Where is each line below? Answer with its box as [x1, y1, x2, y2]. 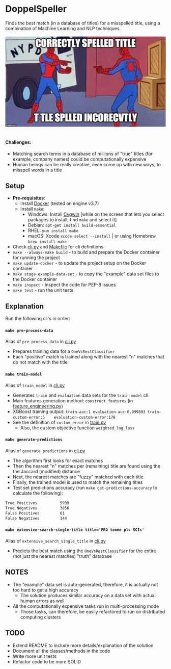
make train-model [5, 372, 42, 377]
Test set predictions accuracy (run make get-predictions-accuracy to [12, 484, 158, 491]
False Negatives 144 [5, 516, 67, 521]
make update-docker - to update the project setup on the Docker [12, 260, 147, 266]
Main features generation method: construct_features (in [12, 397, 133, 403]
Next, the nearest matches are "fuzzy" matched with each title [12, 474, 144, 480]
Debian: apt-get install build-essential [27, 222, 116, 228]
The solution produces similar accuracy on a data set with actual [20, 592, 156, 598]
